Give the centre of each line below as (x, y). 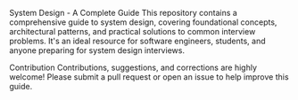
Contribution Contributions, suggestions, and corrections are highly (133, 67)
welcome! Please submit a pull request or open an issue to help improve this (149, 77)
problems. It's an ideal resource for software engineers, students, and (137, 41)
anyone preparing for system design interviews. (97, 50)
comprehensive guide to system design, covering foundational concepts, (143, 22)
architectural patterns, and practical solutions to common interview (132, 31)
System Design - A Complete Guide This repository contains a (124, 13)
